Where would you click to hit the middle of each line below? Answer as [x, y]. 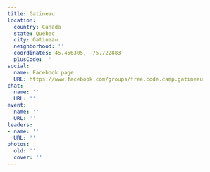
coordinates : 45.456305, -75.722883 [67, 53]
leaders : [20, 125]
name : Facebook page [44, 72]
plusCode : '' [33, 60]
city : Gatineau [36, 40]
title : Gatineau [31, 14]
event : [17, 105]
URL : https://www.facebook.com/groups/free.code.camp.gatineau [108, 79]
